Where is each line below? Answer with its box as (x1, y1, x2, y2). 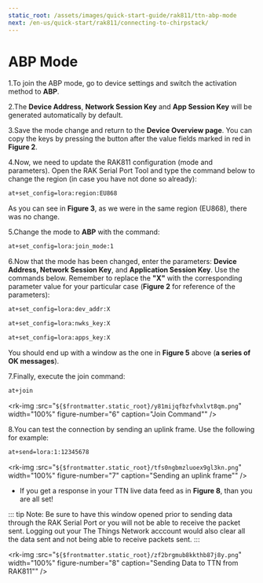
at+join (8, 387, 34, 394)
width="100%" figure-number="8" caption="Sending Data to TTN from (8, 558, 239, 567)
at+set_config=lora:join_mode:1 (8, 243, 114, 251)
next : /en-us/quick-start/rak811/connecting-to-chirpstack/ (8, 19, 210, 27)
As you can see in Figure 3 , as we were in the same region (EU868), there (8, 203, 247, 213)
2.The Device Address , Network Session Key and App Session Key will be (8, 102, 253, 112)
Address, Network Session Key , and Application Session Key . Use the (8, 265, 240, 275)
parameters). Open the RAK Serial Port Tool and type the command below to (8, 166, 255, 175)
